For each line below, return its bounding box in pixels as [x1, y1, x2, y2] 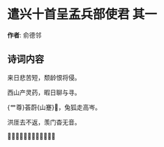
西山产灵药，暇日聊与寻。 [7, 88, 81, 97]
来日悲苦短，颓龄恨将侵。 [7, 73, 81, 81]
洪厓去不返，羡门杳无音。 [7, 118, 81, 126]
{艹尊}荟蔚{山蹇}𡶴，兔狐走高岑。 [7, 103, 102, 111]
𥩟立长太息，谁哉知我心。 [7, 132, 56, 140]
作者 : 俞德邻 [7, 31, 42, 39]
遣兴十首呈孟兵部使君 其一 [7, 6, 157, 22]
